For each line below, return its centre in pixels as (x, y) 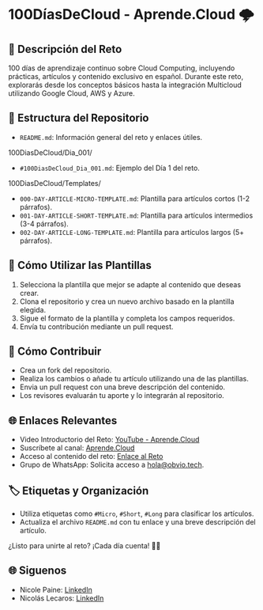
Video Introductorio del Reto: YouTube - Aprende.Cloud (109, 440)
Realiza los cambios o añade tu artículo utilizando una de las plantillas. (134, 379)
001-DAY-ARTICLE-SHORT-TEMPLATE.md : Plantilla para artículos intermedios (136, 215)
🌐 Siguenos (38, 571)
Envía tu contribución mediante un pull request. (96, 326)
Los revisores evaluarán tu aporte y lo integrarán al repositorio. (122, 396)
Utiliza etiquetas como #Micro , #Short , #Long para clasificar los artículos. (137, 513)
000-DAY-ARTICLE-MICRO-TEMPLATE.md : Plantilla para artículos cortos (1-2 (135, 199)
